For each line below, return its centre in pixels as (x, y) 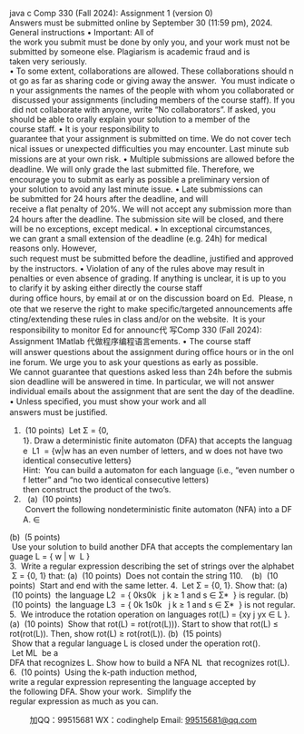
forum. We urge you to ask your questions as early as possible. (140, 362)
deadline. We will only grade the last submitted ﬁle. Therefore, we (132, 169)
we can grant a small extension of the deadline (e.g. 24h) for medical (138, 238)
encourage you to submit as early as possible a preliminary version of (140, 179)
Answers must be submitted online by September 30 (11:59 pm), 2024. (141, 23)
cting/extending (39, 319)
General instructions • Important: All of (82, 32)
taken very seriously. (49, 61)
